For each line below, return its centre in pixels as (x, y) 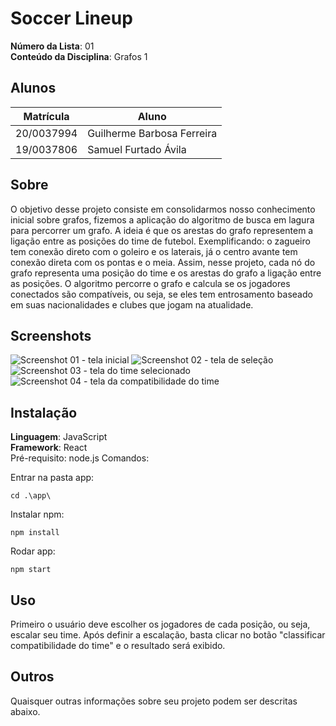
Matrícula (46, 116)
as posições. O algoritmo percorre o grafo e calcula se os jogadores (150, 283)
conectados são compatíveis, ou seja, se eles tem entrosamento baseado (161, 294)
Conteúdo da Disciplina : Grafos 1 (79, 56)
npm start (31, 570)
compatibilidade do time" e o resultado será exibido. (118, 645)
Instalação (44, 412)
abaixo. (25, 711)
